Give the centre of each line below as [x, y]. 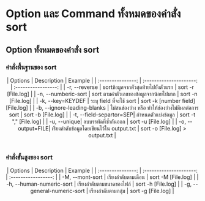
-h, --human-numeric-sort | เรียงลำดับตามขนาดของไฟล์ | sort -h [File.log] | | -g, [99, 184]
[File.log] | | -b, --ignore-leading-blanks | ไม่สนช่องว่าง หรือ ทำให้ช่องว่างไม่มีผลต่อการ [102, 107]
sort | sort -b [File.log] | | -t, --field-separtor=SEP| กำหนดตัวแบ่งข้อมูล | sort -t [102, 115]
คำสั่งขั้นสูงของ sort [29, 157]
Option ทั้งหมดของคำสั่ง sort [52, 50]
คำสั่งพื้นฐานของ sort [31, 67]
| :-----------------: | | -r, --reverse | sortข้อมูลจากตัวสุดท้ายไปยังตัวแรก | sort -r [102, 87]
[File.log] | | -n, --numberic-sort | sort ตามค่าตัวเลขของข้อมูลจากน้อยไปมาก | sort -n [102, 94]
